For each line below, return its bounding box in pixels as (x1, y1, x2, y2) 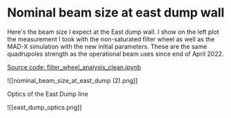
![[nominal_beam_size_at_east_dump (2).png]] (7, 76, 138, 84)
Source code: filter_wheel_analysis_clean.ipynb (7, 63, 141, 71)
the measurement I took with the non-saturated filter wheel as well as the (7, 35, 215, 43)
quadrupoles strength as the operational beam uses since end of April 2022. (7, 50, 224, 58)
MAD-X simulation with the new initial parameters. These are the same (7, 42, 208, 50)
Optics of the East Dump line (7, 90, 88, 98)
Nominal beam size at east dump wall (7, 5, 225, 21)
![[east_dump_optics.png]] (7, 103, 82, 111)
